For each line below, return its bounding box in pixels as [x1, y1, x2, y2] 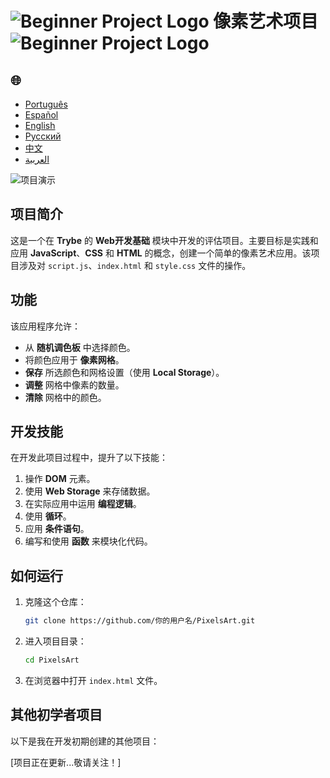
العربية [24, 153, 50, 165]
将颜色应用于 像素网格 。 [24, 353, 125, 366]
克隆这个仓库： [24, 596, 87, 608]
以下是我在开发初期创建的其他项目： [10, 735, 160, 747]
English [24, 120, 56, 131]
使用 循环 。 [24, 510, 72, 522]
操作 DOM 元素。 [24, 473, 96, 485]
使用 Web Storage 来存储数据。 [24, 485, 156, 497]
